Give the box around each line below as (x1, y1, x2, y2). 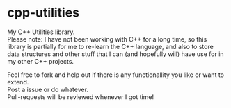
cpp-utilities (7, 5, 80, 21)
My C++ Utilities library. (7, 28, 75, 36)
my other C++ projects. (7, 57, 74, 65)
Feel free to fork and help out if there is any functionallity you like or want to (7, 71, 225, 79)
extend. (7, 78, 29, 86)
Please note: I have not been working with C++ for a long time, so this (7, 35, 207, 43)
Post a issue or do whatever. (7, 85, 89, 93)
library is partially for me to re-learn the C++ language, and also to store (7, 42, 214, 51)
